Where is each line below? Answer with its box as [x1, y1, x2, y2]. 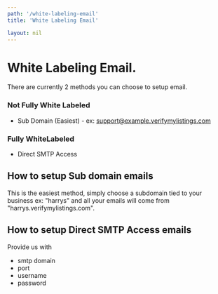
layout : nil [7, 29, 42, 36]
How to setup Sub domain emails [7, 170, 154, 182]
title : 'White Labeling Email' [7, 17, 99, 24]
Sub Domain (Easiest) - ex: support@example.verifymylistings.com [17, 116, 212, 125]
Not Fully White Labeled [7, 100, 90, 110]
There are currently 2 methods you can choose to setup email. [7, 83, 188, 91]
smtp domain [17, 256, 56, 265]
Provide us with [7, 243, 53, 251]
